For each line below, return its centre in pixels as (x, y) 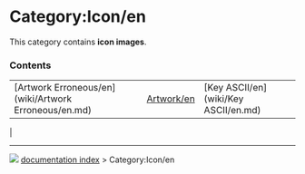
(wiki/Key (224, 99)
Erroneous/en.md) (53, 111)
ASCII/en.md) (232, 111)
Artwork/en (171, 99)
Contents (30, 65)
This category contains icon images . (78, 42)
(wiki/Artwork (43, 99)
